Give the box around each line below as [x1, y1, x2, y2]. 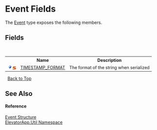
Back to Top [7, 75, 32, 81]
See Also [5, 90, 33, 98]
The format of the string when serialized [69, 64, 150, 70]
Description [97, 57, 122, 63]
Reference [5, 103, 27, 109]
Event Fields [5, 3, 56, 15]
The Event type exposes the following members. [5, 19, 102, 25]
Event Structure [5, 114, 37, 120]
